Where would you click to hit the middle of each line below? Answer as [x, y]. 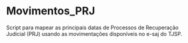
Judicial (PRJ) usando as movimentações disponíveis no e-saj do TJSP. [94, 33]
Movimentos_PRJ [51, 11]
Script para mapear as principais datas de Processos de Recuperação [93, 27]
